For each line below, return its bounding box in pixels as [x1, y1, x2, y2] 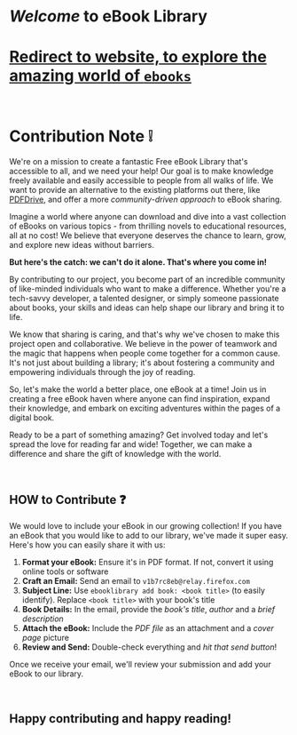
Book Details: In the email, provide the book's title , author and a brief [21, 603, 276, 614]
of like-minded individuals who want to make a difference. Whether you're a [9, 284, 286, 294]
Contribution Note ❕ [9, 126, 153, 147]
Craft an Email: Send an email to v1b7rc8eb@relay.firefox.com [21, 575, 251, 586]
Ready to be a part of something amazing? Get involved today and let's [9, 429, 269, 441]
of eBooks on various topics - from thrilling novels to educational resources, [9, 220, 287, 232]
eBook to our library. [9, 668, 84, 679]
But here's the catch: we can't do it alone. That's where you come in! [9, 257, 268, 268]
